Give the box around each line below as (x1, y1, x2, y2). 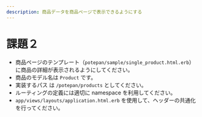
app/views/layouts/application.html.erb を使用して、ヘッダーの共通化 (15, 96, 196, 104)
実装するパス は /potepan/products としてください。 (15, 81, 147, 88)
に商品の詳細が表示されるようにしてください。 (15, 66, 133, 73)
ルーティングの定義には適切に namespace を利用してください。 (15, 89, 176, 96)
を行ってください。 (15, 104, 64, 112)
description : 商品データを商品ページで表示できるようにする (6, 9, 143, 15)
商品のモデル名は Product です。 (15, 74, 97, 81)
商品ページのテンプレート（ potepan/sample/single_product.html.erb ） (15, 58, 195, 66)
